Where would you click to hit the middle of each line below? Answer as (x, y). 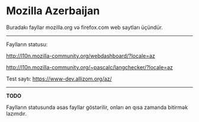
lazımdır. (17, 113)
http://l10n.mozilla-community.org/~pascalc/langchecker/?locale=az (89, 67)
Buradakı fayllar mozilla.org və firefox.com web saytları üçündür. (84, 27)
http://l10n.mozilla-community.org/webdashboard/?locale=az (81, 56)
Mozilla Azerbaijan (53, 11)
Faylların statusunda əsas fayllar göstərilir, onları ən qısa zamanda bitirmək (97, 107)
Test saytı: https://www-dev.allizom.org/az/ (59, 79)
